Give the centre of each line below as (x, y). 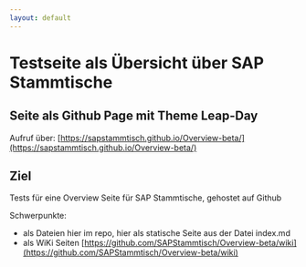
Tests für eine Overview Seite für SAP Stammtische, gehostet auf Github (146, 198)
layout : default (40, 18)
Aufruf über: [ (35, 138)
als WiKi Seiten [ (53, 243)
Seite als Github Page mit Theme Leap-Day (134, 116)
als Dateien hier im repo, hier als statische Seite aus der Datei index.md (156, 233)
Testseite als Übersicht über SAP (137, 62)
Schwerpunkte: (38, 216)
